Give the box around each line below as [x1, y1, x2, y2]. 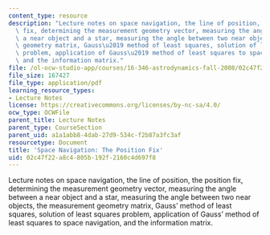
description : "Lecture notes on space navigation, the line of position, [8, 19, 261, 27]
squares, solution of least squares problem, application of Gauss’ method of [8, 209, 260, 219]
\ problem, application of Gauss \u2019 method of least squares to [15, 49, 247, 57]
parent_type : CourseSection [8, 124, 103, 132]
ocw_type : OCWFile [8, 109, 70, 117]
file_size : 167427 [8, 71, 70, 79]
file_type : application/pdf [8, 79, 103, 87]
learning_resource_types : [8, 86, 95, 95]
